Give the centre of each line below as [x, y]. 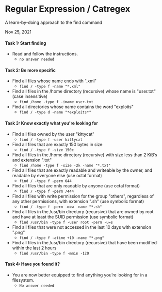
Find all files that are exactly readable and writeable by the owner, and [82, 170]
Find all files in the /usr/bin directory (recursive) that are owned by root [83, 211]
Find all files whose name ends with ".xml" [54, 81]
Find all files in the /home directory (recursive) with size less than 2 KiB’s [85, 155]
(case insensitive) [30, 96]
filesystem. [23, 280]
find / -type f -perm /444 [47, 191]
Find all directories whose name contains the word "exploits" [73, 107]
